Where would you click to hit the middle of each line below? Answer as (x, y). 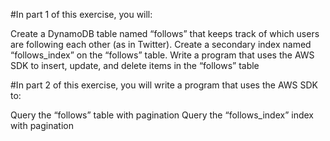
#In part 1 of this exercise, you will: (81, 14)
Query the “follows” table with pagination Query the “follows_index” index (162, 115)
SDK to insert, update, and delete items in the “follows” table (135, 65)
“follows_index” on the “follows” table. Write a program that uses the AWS (162, 55)
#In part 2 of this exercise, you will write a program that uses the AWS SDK (164, 85)
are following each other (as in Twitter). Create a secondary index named (161, 44)
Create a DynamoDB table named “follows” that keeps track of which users (165, 33)
